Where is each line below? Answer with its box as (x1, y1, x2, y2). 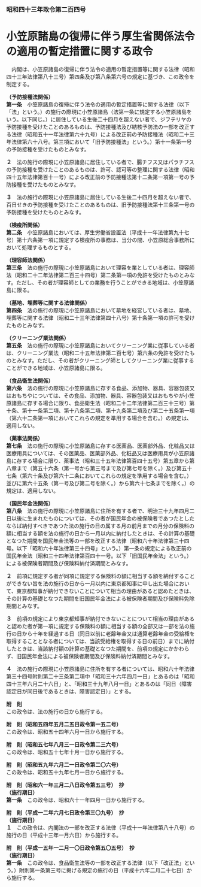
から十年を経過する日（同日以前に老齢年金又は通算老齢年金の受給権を (22, 630, 195, 637)
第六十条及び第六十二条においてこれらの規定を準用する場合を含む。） (22, 472, 193, 479)
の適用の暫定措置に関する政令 (6, 45, 154, 58)
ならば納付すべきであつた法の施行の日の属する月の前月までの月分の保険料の (6, 522, 194, 529)
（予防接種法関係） (6, 93, 54, 100)
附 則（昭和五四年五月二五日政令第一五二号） (6, 721, 121, 728)
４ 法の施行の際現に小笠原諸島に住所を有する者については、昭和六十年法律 (6, 665, 195, 672)
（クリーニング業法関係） (6, 334, 69, 341)
